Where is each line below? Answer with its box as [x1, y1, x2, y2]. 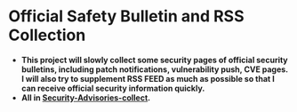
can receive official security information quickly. [20, 83, 205, 93]
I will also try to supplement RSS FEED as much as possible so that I [20, 73, 275, 84]
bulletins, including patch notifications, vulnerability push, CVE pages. [20, 64, 288, 75]
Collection [8, 25, 86, 45]
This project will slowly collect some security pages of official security [20, 54, 288, 65]
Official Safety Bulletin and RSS [8, 6, 245, 27]
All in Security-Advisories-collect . [20, 92, 151, 103]
